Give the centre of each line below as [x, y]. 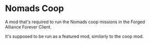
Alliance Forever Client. [28, 27]
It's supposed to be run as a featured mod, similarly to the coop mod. [74, 36]
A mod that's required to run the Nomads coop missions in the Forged [75, 22]
